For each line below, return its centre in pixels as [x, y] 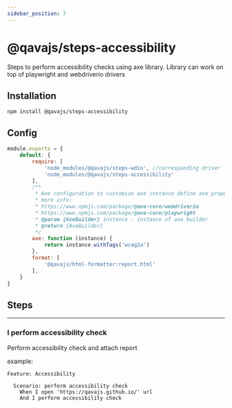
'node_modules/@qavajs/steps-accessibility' [109, 174]
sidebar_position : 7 [37, 13]
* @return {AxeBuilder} [69, 226]
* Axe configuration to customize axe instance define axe [122, 194]
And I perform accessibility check [71, 398]
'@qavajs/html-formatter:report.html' [100, 264]
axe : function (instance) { [72, 239]
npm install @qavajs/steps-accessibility [68, 112]
